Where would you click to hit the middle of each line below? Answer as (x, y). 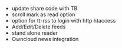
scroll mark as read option (43, 14)
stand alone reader (34, 33)
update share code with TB (44, 8)
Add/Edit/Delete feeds (39, 27)
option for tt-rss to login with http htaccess (64, 21)
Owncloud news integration (45, 39)
